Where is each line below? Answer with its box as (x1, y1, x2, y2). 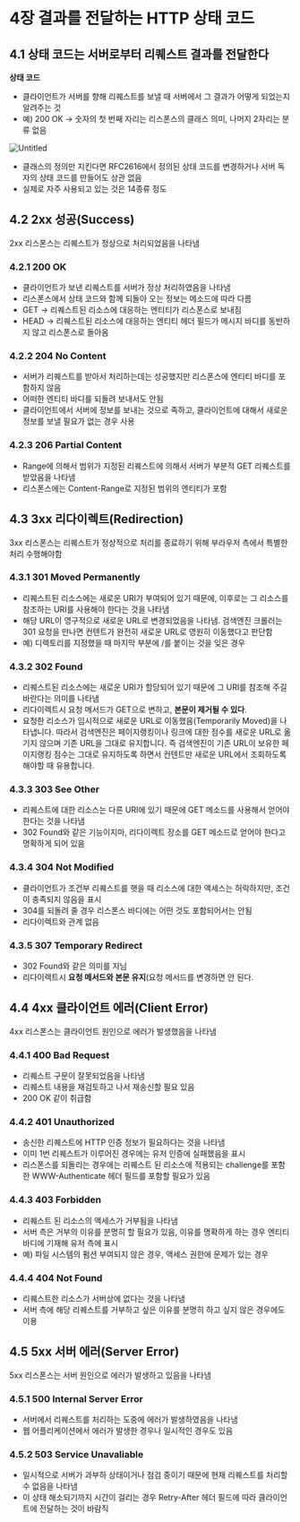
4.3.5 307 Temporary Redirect (9, 939, 143, 951)
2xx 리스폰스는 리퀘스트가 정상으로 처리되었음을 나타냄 (9, 237, 200, 248)
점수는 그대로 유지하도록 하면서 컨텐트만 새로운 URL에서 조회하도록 (53, 749, 287, 760)
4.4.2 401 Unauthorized (9, 1116, 115, 1129)
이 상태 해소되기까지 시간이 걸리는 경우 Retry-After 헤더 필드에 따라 (21, 1492, 257, 1503)
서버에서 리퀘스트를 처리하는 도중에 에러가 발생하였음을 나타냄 (21, 1415, 239, 1425)
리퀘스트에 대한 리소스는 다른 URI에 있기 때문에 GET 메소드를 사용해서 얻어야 (21, 804, 290, 815)
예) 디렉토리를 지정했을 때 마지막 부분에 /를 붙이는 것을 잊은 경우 (21, 637, 246, 648)
